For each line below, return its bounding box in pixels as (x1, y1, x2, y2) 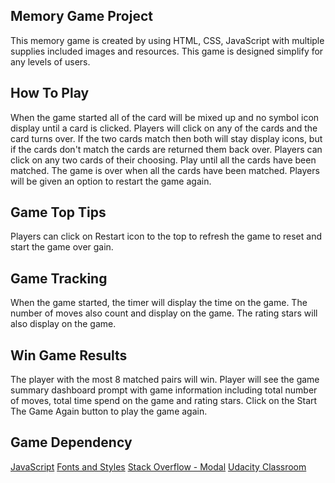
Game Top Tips (10, 204, 107, 221)
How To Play (10, 85, 90, 102)
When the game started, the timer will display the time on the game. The (10, 297, 308, 309)
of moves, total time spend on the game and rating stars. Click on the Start (10, 395, 318, 407)
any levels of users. (10, 55, 91, 68)
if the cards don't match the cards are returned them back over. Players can (10, 143, 323, 155)
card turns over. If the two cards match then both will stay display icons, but (10, 132, 323, 144)
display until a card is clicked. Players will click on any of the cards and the (10, 122, 318, 134)
